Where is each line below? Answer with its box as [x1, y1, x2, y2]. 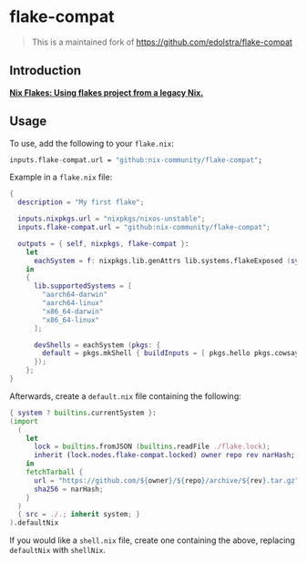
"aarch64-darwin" [42, 290, 107, 300]
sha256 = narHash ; [33, 485, 104, 494]
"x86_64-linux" [42, 315, 100, 324]
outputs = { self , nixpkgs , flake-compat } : [17, 239, 189, 248]
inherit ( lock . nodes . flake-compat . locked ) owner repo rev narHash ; [33, 451, 296, 460]
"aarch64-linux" [42, 299, 104, 308]
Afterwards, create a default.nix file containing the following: [9, 390, 241, 402]
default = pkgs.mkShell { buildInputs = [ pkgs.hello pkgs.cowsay [42, 349, 300, 358]
